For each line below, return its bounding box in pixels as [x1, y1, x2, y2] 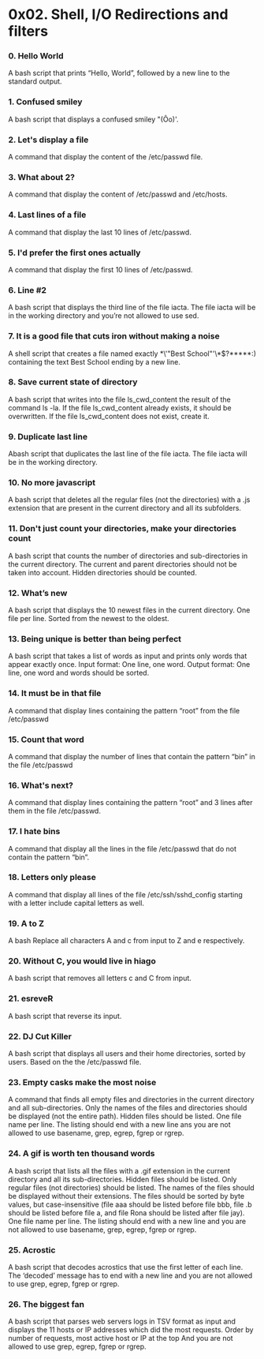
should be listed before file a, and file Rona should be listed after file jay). [8, 1207, 245, 1217]
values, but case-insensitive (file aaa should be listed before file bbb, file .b [8, 1200, 252, 1209]
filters [8, 22, 49, 40]
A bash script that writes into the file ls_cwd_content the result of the [8, 395, 231, 404]
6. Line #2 [8, 284, 47, 295]
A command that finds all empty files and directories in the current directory [8, 1095, 255, 1104]
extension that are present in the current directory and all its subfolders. [8, 504, 242, 513]
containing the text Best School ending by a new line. [8, 357, 181, 366]
